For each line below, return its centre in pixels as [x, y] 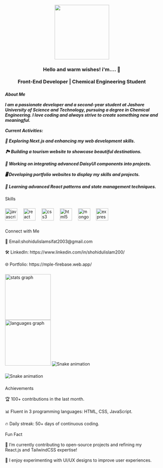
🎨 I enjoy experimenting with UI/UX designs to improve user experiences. [78, 460]
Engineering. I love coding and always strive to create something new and [81, 115]
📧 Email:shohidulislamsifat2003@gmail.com [49, 242]
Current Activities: [24, 130]
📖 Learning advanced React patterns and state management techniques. [81, 186]
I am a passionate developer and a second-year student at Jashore [75, 104]
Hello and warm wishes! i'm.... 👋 [82, 69]
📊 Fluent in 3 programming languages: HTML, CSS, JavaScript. [69, 411]
